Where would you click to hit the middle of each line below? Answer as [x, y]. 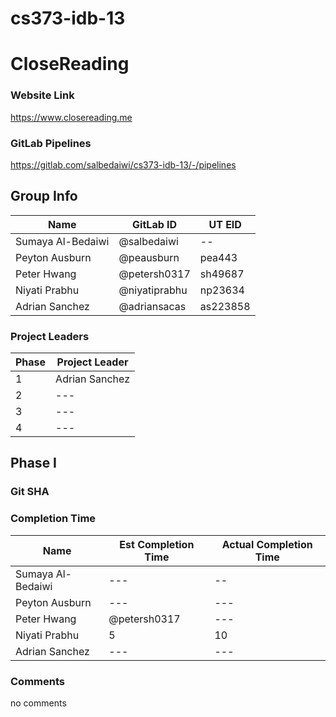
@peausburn [149, 257]
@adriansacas [152, 306]
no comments [38, 703]
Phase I [34, 463]
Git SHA [30, 492]
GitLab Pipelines [51, 143]
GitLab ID [155, 224]
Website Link [42, 95]
